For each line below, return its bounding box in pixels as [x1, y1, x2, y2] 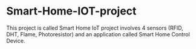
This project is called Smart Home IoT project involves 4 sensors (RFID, [6, 24, 183, 31]
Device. [6, 37, 25, 44]
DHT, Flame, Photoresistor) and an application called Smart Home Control [6, 30, 191, 38]
